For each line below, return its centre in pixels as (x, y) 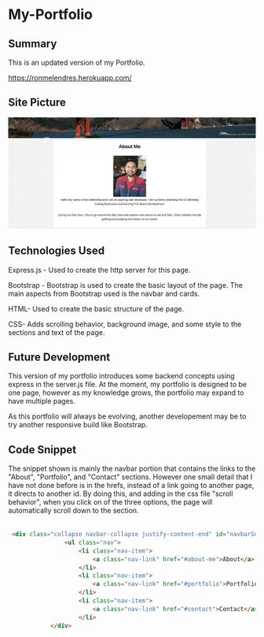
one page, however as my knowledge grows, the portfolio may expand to (126, 393)
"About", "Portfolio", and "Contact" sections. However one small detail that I (130, 477)
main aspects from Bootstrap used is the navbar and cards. (104, 293)
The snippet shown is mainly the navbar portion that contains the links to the (132, 469)
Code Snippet (42, 450)
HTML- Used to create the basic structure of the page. (96, 308)
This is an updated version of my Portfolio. (77, 62)
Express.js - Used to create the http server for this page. (99, 270)
